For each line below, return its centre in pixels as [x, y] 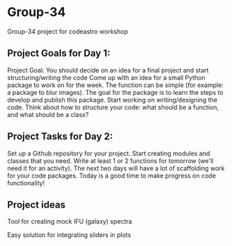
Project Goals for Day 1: [59, 53]
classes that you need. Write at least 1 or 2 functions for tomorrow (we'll [110, 160]
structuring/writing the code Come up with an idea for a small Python [106, 77]
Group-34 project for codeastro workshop [68, 31]
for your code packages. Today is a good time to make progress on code [111, 176]
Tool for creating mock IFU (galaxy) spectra [70, 222]
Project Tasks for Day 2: [60, 137]
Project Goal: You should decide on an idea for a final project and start [108, 70]
